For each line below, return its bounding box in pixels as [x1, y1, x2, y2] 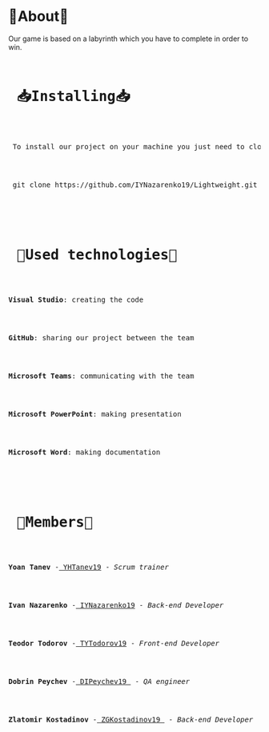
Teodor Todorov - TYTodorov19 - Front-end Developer [8, 638, 220, 648]
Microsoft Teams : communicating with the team [8, 371, 195, 380]
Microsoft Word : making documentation [8, 447, 161, 457]
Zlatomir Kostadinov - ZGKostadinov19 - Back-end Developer [8, 714, 254, 724]
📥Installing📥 [16, 87, 130, 105]
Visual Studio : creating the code [8, 295, 144, 304]
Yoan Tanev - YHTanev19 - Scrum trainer [8, 562, 170, 571]
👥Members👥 [16, 514, 94, 531]
